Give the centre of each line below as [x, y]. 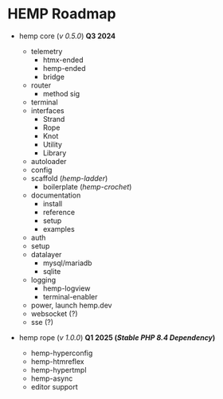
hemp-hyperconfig [62, 353]
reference [59, 212]
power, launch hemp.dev [71, 305]
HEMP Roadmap [62, 14]
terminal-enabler [70, 296]
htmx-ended [63, 60]
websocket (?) [54, 313]
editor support [55, 386]
